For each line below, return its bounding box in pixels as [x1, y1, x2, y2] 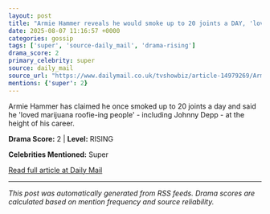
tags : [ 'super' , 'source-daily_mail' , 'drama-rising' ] [8, 42, 196, 50]
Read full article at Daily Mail [8, 165, 103, 175]
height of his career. [8, 118, 75, 128]
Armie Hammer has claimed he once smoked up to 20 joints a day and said [8, 101, 257, 111]
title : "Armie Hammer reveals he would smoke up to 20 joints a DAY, [8, 19, 247, 27]
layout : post [8, 11, 52, 20]
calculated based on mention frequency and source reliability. [8, 196, 215, 206]
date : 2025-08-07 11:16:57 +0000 [8, 27, 121, 35]
